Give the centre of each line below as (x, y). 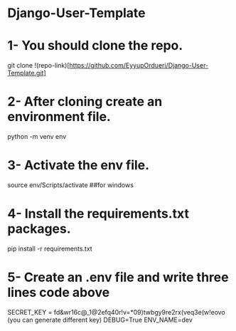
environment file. (59, 117)
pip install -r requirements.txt (50, 248)
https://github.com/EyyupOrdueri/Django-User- (139, 65)
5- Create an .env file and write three (118, 277)
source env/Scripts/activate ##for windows (70, 185)
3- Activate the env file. (79, 165)
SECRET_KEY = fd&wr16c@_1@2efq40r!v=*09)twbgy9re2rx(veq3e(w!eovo (117, 312)
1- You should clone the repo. (95, 46)
